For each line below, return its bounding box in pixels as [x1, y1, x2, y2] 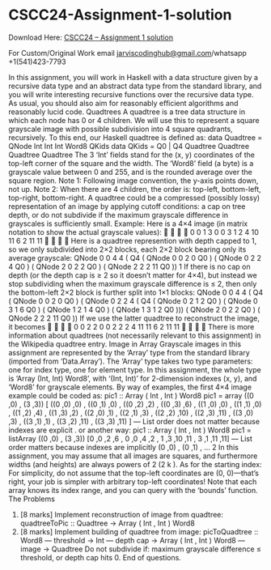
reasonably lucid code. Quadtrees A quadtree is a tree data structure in [8, 107, 245, 117]
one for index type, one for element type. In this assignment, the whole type [8, 364, 261, 374]
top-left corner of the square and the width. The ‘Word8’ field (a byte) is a [8, 158, 254, 168]
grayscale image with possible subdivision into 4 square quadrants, [8, 124, 233, 134]
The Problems [8, 494, 55, 504]
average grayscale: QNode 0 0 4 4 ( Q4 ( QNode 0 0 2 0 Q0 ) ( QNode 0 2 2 [8, 253, 261, 262]
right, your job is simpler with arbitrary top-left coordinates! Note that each [8, 476, 257, 487]
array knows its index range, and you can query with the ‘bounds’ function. [8, 485, 258, 495]
